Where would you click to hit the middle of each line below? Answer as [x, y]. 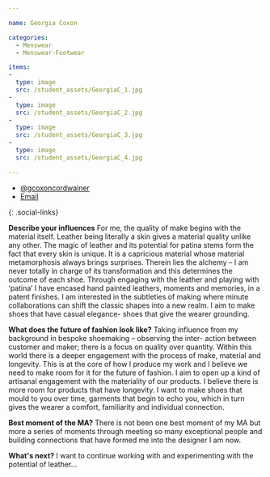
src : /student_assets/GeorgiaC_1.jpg [79, 90]
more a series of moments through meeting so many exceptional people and [135, 431]
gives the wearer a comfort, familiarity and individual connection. [116, 407]
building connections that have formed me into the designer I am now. [125, 440]
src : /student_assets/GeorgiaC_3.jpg [79, 135]
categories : [28, 37]
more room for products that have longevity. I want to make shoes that [125, 390]
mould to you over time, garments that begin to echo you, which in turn [127, 398]
